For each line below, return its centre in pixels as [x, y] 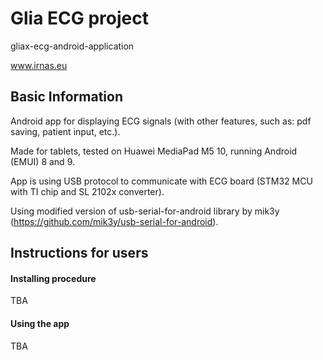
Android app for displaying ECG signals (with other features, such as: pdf [161, 121]
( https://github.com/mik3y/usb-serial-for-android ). [114, 221]
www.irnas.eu [39, 65]
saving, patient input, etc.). [65, 131]
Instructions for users [79, 253]
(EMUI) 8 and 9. [42, 161]
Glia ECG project [79, 18]
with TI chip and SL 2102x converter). [87, 191]
